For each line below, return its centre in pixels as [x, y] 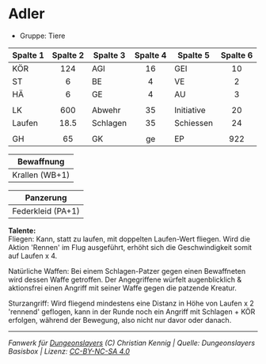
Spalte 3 [109, 55]
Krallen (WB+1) [41, 175]
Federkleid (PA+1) [46, 210]
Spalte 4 [150, 55]
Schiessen [194, 123]
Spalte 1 [28, 55]
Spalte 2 [68, 55]
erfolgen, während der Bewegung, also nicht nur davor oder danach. [120, 320]
